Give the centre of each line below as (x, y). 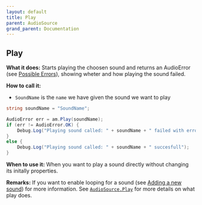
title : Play (21, 17)
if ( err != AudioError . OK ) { (43, 125)
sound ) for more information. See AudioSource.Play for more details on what (101, 189)
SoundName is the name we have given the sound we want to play (93, 98)
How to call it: (23, 86)
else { (14, 142)
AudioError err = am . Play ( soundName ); (55, 119)
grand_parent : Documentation (43, 29)
